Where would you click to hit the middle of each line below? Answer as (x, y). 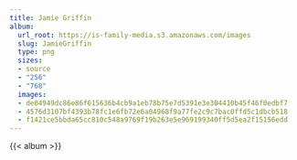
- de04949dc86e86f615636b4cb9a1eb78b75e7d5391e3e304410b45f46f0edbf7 (153, 103)
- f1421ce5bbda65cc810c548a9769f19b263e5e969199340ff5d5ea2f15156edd (153, 120)
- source (34, 69)
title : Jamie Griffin (51, 18)
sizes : (30, 60)
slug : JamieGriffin (55, 43)
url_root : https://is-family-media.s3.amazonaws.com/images (134, 35)
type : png (36, 52)
